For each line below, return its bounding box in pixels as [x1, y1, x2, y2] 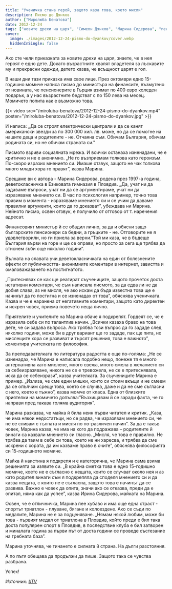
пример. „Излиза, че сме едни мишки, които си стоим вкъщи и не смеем [5, 378, 166, 384]
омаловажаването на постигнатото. [5, 266, 84, 272]
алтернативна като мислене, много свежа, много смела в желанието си [5, 361, 164, 367]
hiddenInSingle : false [10, 41, 58, 46]
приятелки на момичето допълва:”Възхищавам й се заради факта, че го [5, 394, 164, 400]
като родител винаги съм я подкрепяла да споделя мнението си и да [5, 474, 158, 480]
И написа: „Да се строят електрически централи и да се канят [5, 123, 143, 129]
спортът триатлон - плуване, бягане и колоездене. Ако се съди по [5, 506, 151, 512]
